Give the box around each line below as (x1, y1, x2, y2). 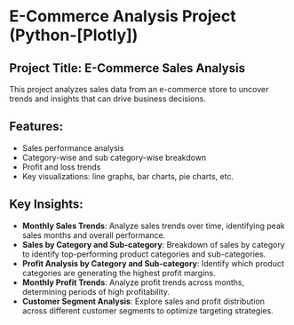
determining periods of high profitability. (21, 286, 171, 297)
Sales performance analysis (21, 142, 124, 153)
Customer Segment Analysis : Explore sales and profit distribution (21, 296, 265, 306)
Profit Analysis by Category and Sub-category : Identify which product (21, 258, 284, 268)
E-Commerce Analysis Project (9, 6, 237, 27)
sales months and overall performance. (21, 229, 166, 241)
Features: (9, 119, 64, 134)
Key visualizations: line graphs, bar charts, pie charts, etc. (21, 170, 234, 181)
